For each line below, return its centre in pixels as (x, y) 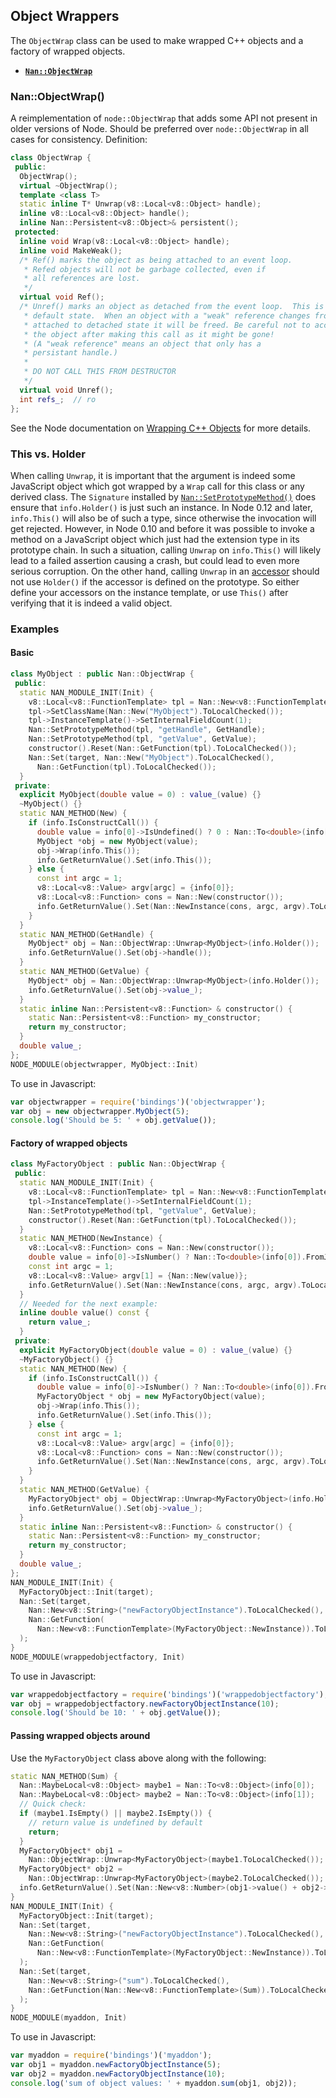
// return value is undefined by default (115, 1822)
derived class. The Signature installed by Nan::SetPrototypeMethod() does (163, 496)
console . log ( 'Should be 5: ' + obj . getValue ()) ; (113, 1120)
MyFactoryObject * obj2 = (71, 1869)
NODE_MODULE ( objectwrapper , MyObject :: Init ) (104, 1064)
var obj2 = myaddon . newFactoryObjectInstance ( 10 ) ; (118, 2074)
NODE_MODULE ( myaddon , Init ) (69, 2018)
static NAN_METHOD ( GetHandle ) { (87, 934)
